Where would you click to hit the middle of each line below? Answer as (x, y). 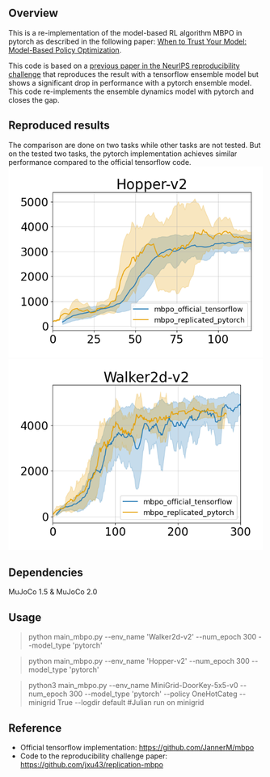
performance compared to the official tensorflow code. (100, 162)
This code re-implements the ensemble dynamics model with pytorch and (131, 91)
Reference (35, 728)
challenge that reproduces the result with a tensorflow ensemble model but (133, 74)
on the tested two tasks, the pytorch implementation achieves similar (123, 154)
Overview (34, 13)
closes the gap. (34, 99)
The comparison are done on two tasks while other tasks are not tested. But (135, 145)
